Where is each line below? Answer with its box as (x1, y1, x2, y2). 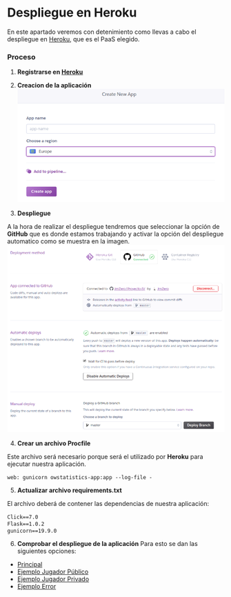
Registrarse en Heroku (17, 68, 83, 77)
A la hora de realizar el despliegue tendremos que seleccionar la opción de (7, 222, 220, 230)
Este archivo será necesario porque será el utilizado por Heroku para (7, 453, 203, 461)
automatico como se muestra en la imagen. (7, 236, 130, 245)
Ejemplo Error (17, 583, 57, 591)
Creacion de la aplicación (17, 81, 92, 90)
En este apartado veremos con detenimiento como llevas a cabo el (7, 28, 197, 36)
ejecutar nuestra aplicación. (7, 460, 86, 468)
